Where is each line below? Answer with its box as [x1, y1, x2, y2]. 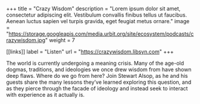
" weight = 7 [45, 37, 76, 43]
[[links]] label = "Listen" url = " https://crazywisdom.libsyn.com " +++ [6, 48, 174, 55]
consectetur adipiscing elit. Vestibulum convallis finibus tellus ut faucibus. [6, 11, 187, 18]
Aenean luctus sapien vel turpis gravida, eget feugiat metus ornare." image [6, 18, 190, 24]
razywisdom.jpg [6, 37, 46, 43]
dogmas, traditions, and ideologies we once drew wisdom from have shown [6, 66, 192, 73]
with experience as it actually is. [6, 92, 85, 98]
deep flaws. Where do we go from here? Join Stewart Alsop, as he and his [6, 73, 188, 79]
